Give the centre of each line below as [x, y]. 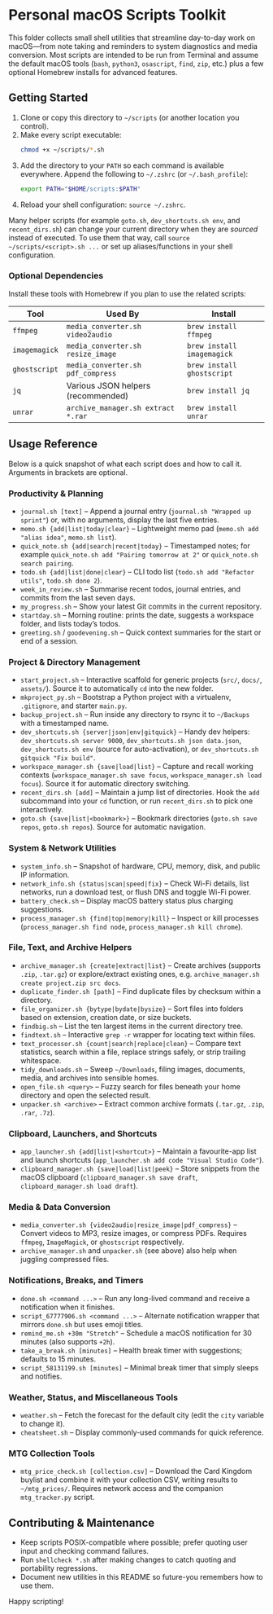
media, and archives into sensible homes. [89, 1078]
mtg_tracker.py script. [57, 1497]
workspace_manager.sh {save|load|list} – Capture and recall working [136, 767]
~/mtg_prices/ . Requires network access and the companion [121, 1489]
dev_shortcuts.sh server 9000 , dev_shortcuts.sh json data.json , [131, 741]
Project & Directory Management [74, 662]
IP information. [45, 874]
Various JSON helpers [108, 385]
